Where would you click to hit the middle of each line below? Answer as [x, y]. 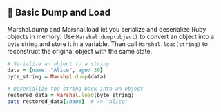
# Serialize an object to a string [58, 64]
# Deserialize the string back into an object [75, 89]
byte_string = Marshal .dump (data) [57, 76]
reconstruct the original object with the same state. [80, 51]
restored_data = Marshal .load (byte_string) [71, 96]
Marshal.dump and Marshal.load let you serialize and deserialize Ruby [107, 29]
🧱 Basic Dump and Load [59, 13]
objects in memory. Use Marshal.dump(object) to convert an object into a [111, 36]
